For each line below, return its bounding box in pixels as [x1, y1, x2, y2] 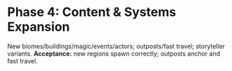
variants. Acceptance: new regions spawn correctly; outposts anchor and [7, 49, 221, 58]
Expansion [7, 19, 70, 35]
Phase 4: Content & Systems [7, 4, 177, 20]
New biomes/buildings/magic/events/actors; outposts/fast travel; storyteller [7, 42, 226, 50]
